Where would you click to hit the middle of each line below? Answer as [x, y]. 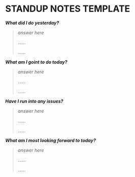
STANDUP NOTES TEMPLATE [68, 9]
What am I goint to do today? [36, 62]
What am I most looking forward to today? [51, 140]
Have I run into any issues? [34, 101]
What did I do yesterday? [32, 23]
